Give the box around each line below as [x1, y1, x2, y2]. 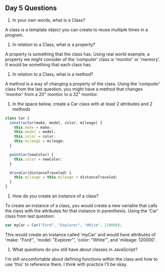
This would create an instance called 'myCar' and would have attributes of [5, 231, 156, 237]
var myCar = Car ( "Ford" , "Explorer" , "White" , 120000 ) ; [5, 223, 122, 228]
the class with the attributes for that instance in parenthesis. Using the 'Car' [5, 208, 159, 214]
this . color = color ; [14, 134, 56, 139]
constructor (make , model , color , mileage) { [9, 120, 102, 125]
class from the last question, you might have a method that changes [5, 86, 143, 92]
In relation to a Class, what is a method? [12, 71, 94, 77]
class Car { [5, 116, 30, 121]
